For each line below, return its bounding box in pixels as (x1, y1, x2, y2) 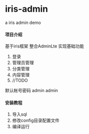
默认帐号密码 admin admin (5, 88, 58, 93)
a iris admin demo (5, 20, 42, 25)
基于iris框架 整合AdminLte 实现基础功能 (5, 43, 84, 49)
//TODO (12, 77, 28, 84)
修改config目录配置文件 (12, 117, 60, 123)
